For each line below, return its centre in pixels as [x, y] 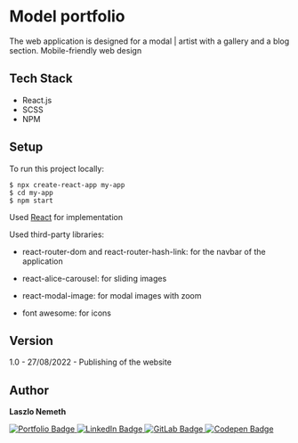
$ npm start [31, 201]
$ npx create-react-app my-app [67, 185]
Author [29, 390]
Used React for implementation [66, 217]
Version [31, 340]
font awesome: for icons [66, 313]
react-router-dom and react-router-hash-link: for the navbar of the [144, 251]
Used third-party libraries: [57, 234]
